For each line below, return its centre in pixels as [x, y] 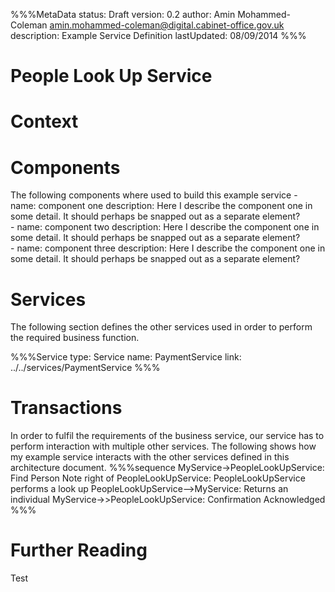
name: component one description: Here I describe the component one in [161, 206]
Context [44, 121]
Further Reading [79, 550]
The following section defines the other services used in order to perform [161, 327]
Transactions [66, 408]
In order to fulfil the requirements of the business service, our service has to [167, 436]
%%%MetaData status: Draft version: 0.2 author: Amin [123, 14]
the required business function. [75, 338]
